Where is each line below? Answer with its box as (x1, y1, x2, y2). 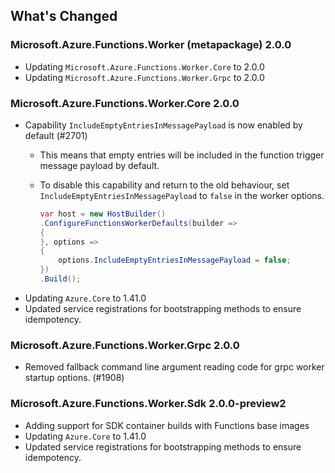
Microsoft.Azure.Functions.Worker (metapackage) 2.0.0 (10, 38, 292, 52)
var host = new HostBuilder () (39, 209, 167, 219)
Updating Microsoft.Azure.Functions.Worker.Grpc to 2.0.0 (24, 71, 265, 83)
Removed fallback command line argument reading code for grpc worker (24, 361, 325, 373)
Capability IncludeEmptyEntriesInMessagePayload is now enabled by (24, 119, 303, 131)
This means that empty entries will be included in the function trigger (39, 149, 325, 161)
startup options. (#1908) (24, 372, 125, 384)
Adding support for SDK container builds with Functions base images (24, 419, 310, 431)
